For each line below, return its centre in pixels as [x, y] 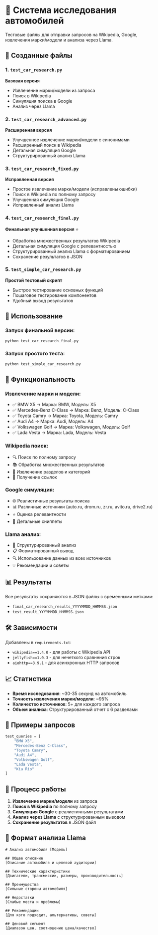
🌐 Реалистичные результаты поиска [51, 500]
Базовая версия [22, 81]
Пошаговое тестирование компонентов [54, 295]
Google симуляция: [30, 490]
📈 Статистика [28, 679]
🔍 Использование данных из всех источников [62, 558]
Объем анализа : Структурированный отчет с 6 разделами [75, 709]
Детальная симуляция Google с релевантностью [64, 246]
